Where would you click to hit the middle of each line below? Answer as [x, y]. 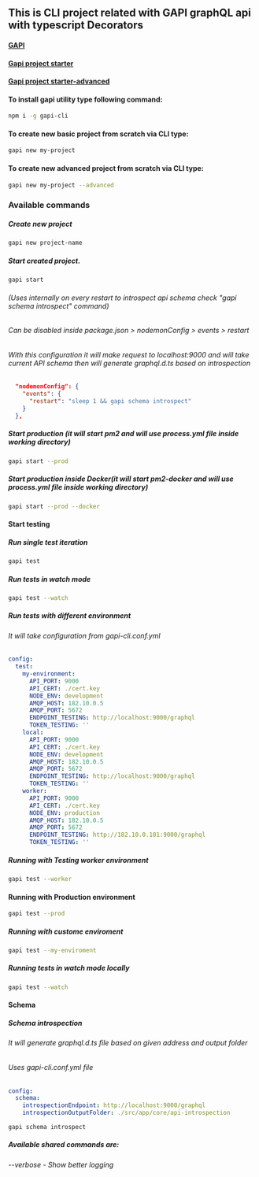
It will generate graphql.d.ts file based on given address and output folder [128, 1043]
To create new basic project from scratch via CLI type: [98, 134]
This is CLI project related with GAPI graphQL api [130, 13]
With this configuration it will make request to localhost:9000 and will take [129, 354]
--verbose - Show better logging [61, 1164]
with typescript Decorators [76, 26]
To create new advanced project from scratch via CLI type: [106, 168]
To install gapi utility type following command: [85, 99]
